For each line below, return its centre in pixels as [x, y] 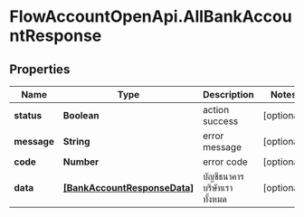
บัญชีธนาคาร [223, 176]
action [216, 110]
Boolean [81, 115]
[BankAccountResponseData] [128, 188]
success [220, 121]
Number [81, 162]
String [76, 142]
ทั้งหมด [215, 199]
